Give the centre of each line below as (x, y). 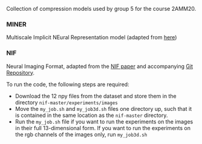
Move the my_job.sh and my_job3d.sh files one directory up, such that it (103, 108)
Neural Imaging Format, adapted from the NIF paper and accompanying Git (100, 66)
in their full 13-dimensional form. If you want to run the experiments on (103, 128)
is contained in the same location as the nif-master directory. (91, 115)
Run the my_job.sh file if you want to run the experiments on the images (104, 121)
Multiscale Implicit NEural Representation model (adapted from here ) (92, 37)
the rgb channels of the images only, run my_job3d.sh (81, 134)
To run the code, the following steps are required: (68, 84)
